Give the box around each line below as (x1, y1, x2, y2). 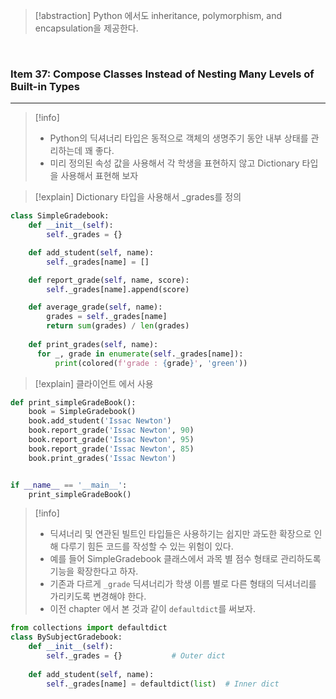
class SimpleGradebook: (10, 211, 110, 221)
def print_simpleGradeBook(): (10, 397, 137, 408)
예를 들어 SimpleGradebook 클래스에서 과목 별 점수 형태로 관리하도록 (49, 553, 322, 565)
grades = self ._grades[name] (46, 312, 168, 322)
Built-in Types (10, 79, 80, 93)
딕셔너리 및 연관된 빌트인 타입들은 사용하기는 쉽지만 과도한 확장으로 (49, 528, 312, 540)
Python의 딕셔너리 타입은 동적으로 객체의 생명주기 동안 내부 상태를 (49, 132, 309, 144)
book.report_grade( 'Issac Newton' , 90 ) (28, 425, 195, 436)
